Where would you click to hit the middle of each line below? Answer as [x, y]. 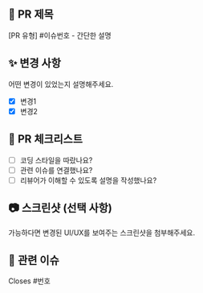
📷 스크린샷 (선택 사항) [60, 208]
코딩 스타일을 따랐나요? [56, 160]
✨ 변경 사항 [35, 63]
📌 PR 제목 [31, 14]
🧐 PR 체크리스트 [45, 139]
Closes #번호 [29, 281]
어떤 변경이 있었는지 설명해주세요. [61, 84]
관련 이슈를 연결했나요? [56, 170]
